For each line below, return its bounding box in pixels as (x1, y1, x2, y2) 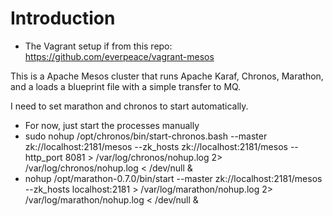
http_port (24, 151, 63, 163)
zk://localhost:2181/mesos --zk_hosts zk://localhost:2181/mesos (24, 140, 288, 152)
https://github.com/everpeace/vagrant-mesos (24, 50, 215, 62)
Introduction (10, 7, 116, 30)
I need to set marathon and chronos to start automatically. (10, 100, 249, 112)
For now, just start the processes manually (24, 119, 200, 131)
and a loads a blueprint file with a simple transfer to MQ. (10, 80, 242, 92)
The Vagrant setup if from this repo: (24, 40, 173, 52)
